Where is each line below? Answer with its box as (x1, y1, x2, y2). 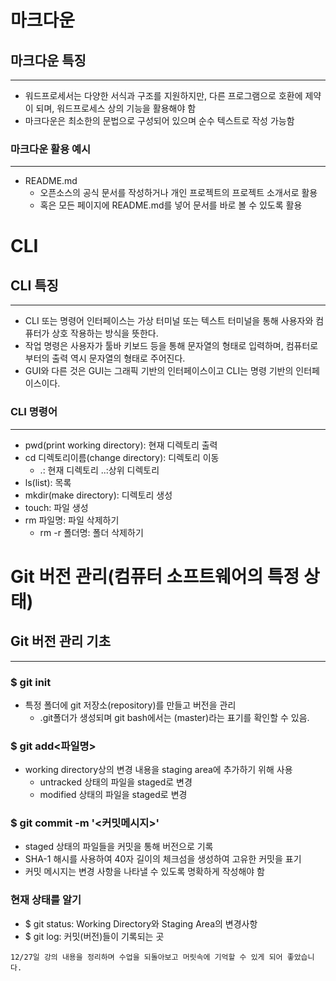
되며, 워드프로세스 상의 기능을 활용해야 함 (35, 102, 197, 114)
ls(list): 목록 (24, 476, 72, 488)
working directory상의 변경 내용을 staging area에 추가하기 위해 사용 (24, 764, 293, 776)
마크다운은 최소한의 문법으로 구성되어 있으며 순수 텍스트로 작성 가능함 (24, 115, 295, 126)
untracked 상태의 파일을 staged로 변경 (39, 776, 193, 788)
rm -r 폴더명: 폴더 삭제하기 (39, 526, 144, 538)
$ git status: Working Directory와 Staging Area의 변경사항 (24, 917, 258, 930)
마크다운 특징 (10, 52, 87, 69)
